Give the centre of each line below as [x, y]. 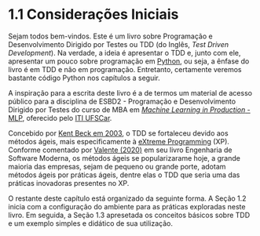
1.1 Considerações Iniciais [93, 15]
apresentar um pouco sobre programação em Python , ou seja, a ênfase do [129, 61]
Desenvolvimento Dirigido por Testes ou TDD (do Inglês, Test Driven [119, 44]
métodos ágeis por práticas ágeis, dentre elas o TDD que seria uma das [124, 175]
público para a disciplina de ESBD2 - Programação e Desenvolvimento [122, 101]
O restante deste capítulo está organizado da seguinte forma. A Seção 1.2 [127, 198]
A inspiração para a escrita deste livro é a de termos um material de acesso [130, 93]
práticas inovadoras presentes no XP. [69, 183]
